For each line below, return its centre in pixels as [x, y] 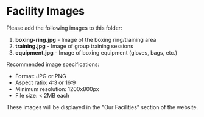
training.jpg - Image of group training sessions [74, 46]
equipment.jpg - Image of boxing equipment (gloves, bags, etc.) [96, 52]
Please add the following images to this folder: [65, 28]
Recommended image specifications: [53, 64]
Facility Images [46, 11]
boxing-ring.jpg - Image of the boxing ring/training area [86, 39]
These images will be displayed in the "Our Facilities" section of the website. [102, 107]
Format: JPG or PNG [40, 76]
